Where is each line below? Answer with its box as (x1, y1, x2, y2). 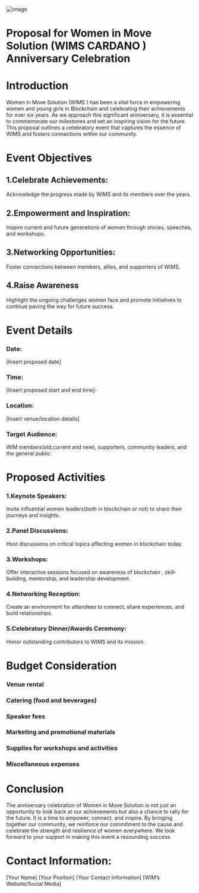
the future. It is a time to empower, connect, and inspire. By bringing (6, 814, 173, 822)
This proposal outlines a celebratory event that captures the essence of (6, 124, 181, 131)
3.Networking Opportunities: (6, 247, 116, 257)
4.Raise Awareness (6, 281, 79, 291)
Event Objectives (6, 151, 92, 165)
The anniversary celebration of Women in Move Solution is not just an (6, 802, 176, 809)
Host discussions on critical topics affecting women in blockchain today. (6, 540, 183, 547)
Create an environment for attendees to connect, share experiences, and (6, 603, 185, 611)
